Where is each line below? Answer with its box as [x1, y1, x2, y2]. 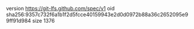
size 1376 [32, 17, 55, 24]
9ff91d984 [6, 17, 31, 24]
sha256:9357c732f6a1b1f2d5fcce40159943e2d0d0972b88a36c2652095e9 [6, 11, 189, 18]
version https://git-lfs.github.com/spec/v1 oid [6, 5, 115, 12]
